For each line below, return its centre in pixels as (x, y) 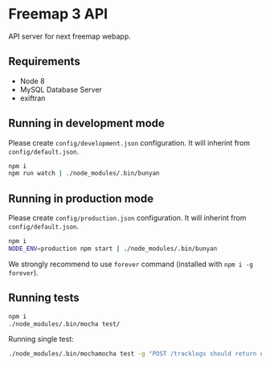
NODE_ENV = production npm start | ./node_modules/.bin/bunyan (113, 249)
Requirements (44, 62)
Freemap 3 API (58, 14)
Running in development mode (86, 123)
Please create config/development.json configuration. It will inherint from (129, 142)
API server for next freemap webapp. (70, 36)
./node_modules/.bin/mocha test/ (64, 324)
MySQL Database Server (61, 89)
